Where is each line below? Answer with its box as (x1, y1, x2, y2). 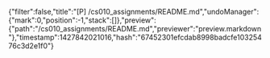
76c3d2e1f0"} (8, 41, 55, 51)
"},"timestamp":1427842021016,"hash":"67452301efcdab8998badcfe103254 (8, 32, 262, 42)
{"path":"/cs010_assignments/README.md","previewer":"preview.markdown (8, 24, 262, 33)
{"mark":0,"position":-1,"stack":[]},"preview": (8, 15, 157, 25)
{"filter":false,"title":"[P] (8, 7, 87, 16)
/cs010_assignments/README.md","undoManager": (88, 7, 260, 16)
